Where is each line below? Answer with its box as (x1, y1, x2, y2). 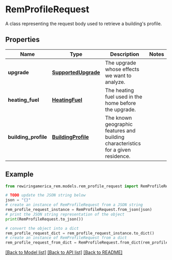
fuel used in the (104, 93, 142, 100)
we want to (104, 72, 132, 79)
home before (104, 99, 136, 106)
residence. (104, 153, 131, 160)
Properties (5, 35, 40, 44)
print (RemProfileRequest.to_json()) (5, 216, 83, 222)
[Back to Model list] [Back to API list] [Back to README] (5, 249, 123, 255)
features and (104, 127, 136, 134)
